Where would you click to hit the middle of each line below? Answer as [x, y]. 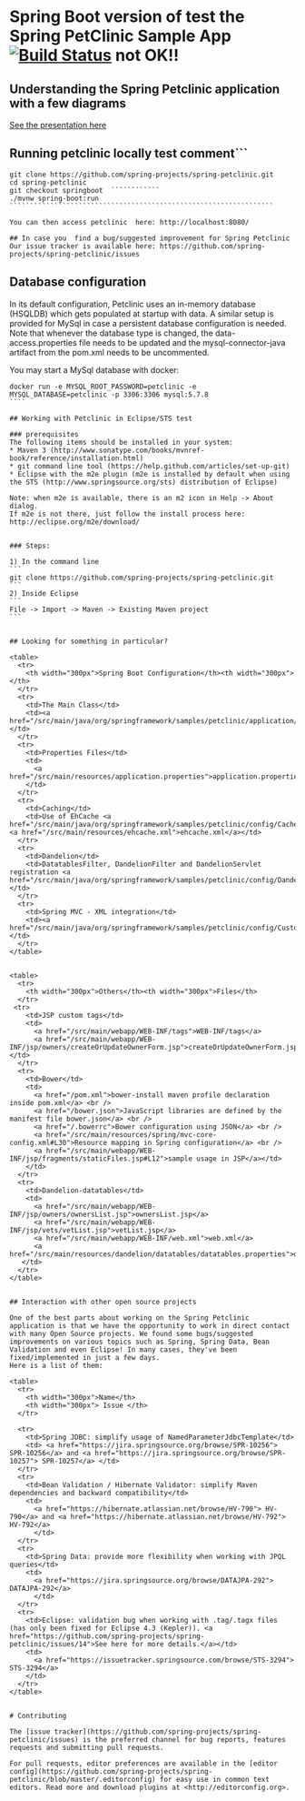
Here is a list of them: [56, 1365]
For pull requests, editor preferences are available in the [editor [144, 1763]
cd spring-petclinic [49, 182]
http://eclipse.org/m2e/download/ [75, 522]
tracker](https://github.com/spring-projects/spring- [157, 1731]
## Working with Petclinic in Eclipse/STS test [101, 418]
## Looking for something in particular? [89, 641]
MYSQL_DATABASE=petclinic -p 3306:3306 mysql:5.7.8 [109, 394]
